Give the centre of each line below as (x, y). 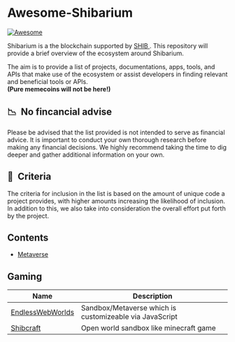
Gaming (25, 277)
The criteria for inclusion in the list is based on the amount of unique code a (116, 193)
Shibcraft (26, 328)
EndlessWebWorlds (43, 313)
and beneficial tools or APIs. (48, 81)
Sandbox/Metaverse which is (129, 308)
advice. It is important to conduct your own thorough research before (107, 140)
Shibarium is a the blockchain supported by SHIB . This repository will (108, 45)
